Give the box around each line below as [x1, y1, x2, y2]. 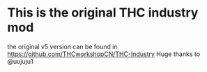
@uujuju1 [7, 57, 33, 65]
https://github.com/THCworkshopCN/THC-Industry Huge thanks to [7, 50, 201, 58]
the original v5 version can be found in [7, 42, 118, 51]
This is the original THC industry [7, 5, 199, 21]
